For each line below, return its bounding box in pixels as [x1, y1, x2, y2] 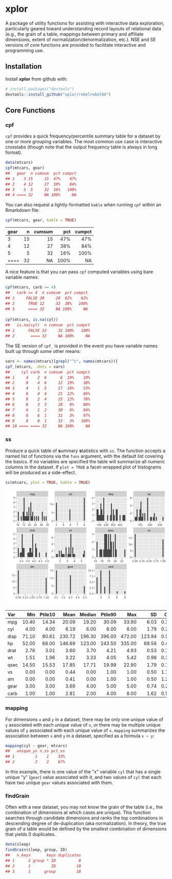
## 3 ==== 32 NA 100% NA [5, 306, 88, 311]
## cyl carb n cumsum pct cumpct [5, 369, 91, 375]
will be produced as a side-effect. [5, 469, 77, 475]
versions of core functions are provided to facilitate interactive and [5, 42, 146, 48]
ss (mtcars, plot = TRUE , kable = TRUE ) [5, 480, 91, 485]
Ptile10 [39, 611, 55, 617]
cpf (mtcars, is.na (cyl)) [5, 317, 58, 322]
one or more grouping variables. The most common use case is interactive [5, 139, 162, 145]
